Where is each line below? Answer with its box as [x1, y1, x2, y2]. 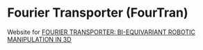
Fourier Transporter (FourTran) [7, 5, 188, 21]
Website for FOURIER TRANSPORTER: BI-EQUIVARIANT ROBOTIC [7, 28, 196, 36]
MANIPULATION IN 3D [7, 35, 72, 43]
